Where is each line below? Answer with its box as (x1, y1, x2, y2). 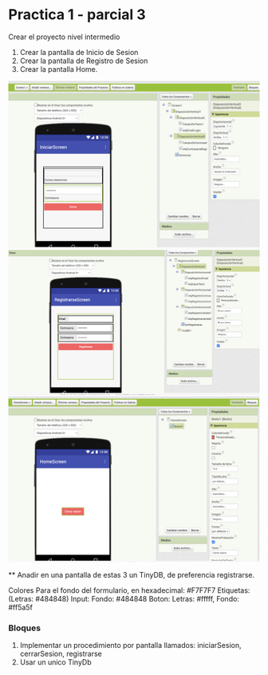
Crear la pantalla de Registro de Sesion (19, 56, 148, 65)
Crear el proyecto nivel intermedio (8, 32, 120, 41)
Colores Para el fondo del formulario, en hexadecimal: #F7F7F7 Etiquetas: (8, 586, 250, 595)
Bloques (8, 622, 41, 634)
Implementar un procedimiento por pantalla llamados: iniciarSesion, (19, 641, 242, 650)
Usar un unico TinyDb (19, 657, 92, 667)
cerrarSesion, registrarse (19, 649, 102, 659)
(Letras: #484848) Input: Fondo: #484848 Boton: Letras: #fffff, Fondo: (8, 594, 239, 604)
